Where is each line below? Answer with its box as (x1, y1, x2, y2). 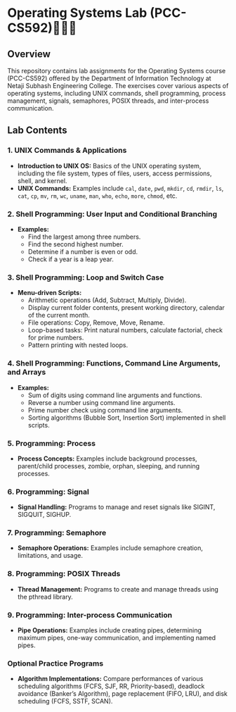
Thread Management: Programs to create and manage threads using (17, 585, 219, 593)
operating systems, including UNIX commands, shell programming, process (7, 89, 226, 97)
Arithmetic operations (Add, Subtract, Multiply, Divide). (27, 296, 187, 304)
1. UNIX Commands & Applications (7, 146, 127, 156)
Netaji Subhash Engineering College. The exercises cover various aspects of (7, 82, 229, 89)
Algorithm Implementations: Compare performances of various (17, 675, 204, 683)
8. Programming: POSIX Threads (7, 569, 121, 579)
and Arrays (7, 368, 46, 377)
